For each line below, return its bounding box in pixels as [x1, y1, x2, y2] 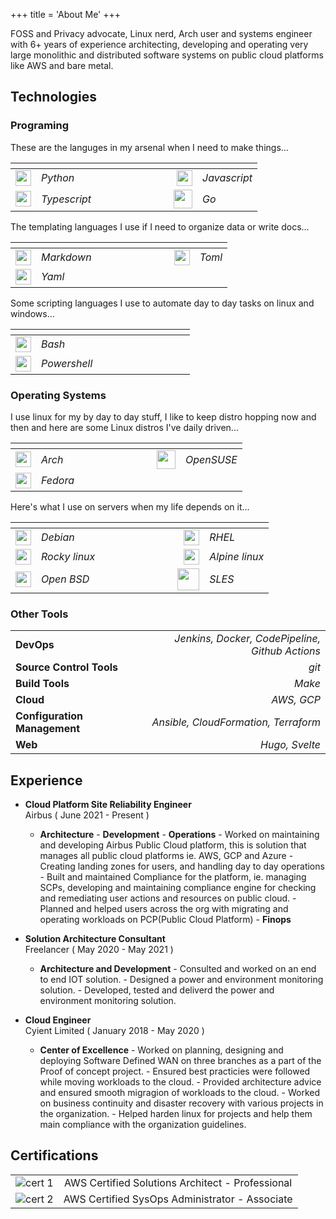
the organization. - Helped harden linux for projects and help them [39, 1108, 313, 1120]
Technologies [10, 89, 98, 106]
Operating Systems [10, 388, 107, 402]
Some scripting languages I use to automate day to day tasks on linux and [10, 297, 315, 309]
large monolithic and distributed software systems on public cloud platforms [10, 49, 324, 61]
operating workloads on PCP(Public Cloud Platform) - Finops [39, 914, 292, 926]
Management [15, 722, 81, 736]
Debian [41, 530, 75, 544]
